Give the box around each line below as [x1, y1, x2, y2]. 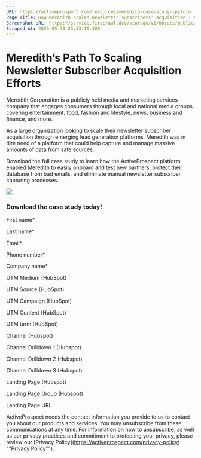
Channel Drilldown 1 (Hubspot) [6, 344, 82, 351]
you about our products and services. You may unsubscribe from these [6, 420, 182, 427]
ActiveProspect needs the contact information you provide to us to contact [6, 413, 190, 420]
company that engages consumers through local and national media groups [6, 103, 193, 110]
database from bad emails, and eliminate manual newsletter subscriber [6, 170, 181, 178]
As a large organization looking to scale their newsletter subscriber [6, 127, 172, 135]
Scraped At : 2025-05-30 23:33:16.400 [6, 25, 100, 32]
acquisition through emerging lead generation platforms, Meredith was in [6, 133, 186, 141]
